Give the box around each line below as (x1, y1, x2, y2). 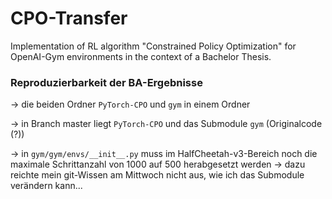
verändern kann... (10, 180, 83, 192)
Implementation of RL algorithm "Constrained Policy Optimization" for (10, 40, 297, 52)
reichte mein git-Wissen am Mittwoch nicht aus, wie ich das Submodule (10, 169, 305, 181)
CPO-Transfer (10, 7, 128, 30)
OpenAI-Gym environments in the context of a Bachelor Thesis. (10, 50, 272, 62)
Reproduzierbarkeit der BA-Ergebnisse (10, 75, 203, 89)
